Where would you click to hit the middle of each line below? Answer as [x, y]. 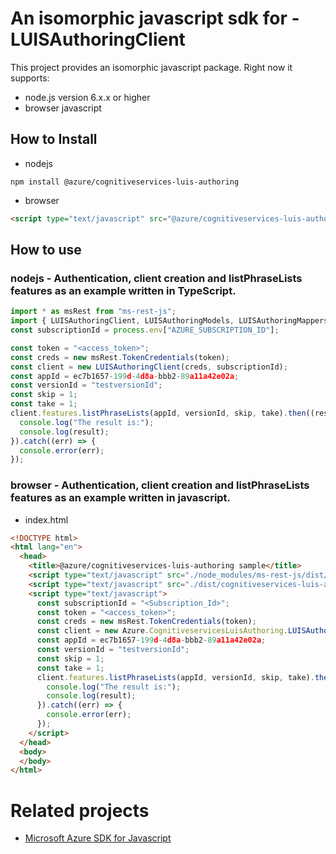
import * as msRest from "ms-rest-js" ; [93, 312]
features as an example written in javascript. [121, 498]
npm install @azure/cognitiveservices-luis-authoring [125, 182]
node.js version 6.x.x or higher [87, 97]
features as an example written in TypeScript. [123, 290]
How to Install [54, 139]
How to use [46, 250]
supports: [30, 78]
